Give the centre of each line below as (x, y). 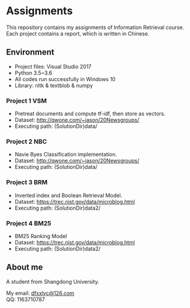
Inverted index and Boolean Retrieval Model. (68, 195)
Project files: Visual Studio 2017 (53, 66)
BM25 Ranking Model (41, 236)
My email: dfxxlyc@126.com (40, 293)
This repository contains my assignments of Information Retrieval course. (95, 27)
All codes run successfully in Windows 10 (65, 79)
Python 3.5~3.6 (33, 73)
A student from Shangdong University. (53, 281)
